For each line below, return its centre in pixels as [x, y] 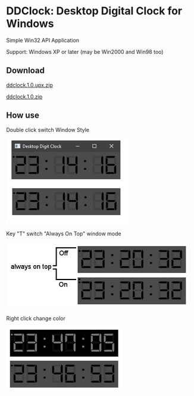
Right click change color [36, 318]
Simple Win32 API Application [43, 40]
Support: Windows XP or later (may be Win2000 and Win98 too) [85, 51]
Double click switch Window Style [48, 130]
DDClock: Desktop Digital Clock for [94, 11]
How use [23, 116]
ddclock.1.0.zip [24, 96]
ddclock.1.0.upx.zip [30, 85]
